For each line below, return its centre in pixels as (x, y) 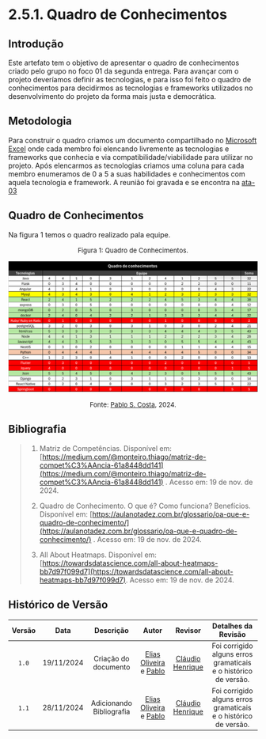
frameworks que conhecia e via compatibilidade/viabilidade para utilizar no (131, 157)
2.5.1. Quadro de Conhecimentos (118, 15)
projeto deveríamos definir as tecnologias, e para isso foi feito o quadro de (130, 80)
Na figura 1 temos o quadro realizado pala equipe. (89, 234)
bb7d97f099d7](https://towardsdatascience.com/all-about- (136, 571)
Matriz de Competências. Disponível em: (105, 448)
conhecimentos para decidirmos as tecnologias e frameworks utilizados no (131, 88)
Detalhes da (233, 626)
